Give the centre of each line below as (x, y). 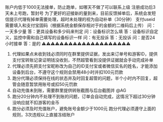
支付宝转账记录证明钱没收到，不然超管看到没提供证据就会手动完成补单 (83, 60)
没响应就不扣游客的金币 (36, 103)
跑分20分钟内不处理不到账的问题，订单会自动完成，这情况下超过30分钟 (84, 96)
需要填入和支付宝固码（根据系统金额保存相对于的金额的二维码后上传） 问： (81, 25)
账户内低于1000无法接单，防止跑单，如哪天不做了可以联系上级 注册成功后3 (80, 7)
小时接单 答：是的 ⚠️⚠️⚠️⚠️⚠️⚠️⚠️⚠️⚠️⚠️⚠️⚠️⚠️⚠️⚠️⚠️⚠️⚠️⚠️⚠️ (68, 44)
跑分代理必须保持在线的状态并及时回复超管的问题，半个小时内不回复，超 (85, 78)
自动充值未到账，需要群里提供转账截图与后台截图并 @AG (69, 90)
